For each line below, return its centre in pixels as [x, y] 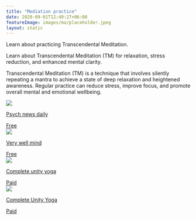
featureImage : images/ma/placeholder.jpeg [59, 22]
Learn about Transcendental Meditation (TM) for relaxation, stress [86, 56]
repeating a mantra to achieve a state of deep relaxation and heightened [93, 80]
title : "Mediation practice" [42, 11]
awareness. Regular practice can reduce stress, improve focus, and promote [98, 86]
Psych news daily [27, 114]
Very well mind [24, 143]
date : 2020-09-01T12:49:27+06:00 [47, 17]
